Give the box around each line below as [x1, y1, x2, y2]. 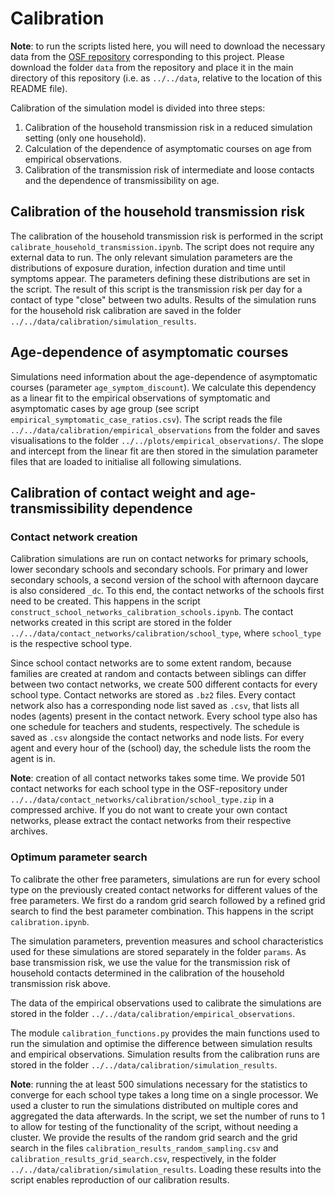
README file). [10, 82, 68, 94]
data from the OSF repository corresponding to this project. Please [10, 50, 285, 62]
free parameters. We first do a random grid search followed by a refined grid [10, 894, 326, 906]
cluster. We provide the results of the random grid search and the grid [10, 1131, 298, 1143]
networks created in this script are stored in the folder [10, 617, 233, 629]
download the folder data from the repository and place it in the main [10, 61, 294, 73]
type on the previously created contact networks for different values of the [10, 883, 318, 896]
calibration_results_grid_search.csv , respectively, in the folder [10, 1152, 277, 1164]
